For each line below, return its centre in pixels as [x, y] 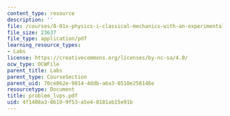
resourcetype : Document [41, 89]
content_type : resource [41, 13]
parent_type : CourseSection [47, 77]
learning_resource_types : [44, 45]
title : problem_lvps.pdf [42, 96]
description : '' [30, 20]
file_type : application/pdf [47, 39]
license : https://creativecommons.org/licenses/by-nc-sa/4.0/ [98, 58]
